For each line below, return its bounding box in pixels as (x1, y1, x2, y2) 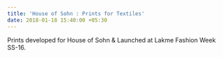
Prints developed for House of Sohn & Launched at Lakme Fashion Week (7, 35, 216, 44)
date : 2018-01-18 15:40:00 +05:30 (7, 17, 108, 24)
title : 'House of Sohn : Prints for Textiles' (7, 10, 145, 17)
